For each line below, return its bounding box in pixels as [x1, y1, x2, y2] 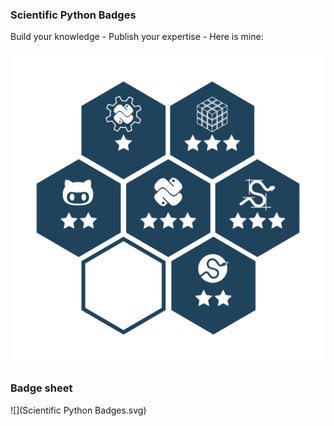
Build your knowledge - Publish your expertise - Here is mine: [10, 31, 264, 43]
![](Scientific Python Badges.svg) [10, 404, 147, 416]
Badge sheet [10, 381, 73, 395]
